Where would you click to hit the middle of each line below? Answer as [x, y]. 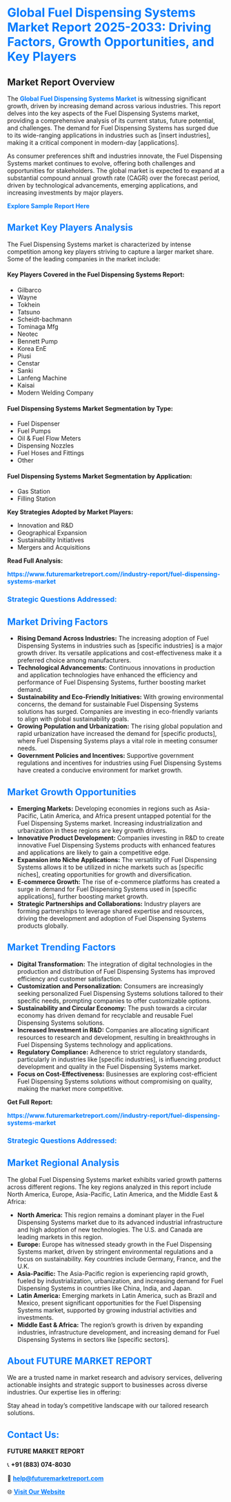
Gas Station [33, 492]
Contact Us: [33, 1435]
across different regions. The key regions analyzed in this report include [109, 1187]
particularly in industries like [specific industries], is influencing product [119, 1059]
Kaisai [26, 385]
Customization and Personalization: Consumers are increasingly [110, 986]
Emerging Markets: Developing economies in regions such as [105, 808]
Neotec [28, 334]
